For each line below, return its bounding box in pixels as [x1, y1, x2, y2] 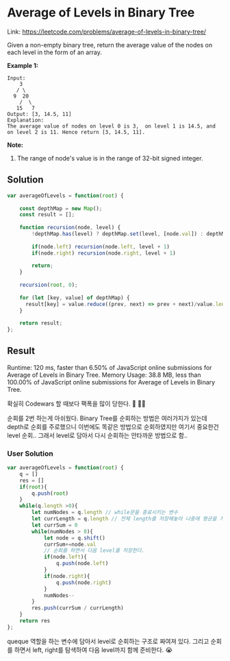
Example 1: [7, 61, 39, 69]
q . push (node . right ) [55, 579, 112, 586]
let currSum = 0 [31, 522, 78, 529]
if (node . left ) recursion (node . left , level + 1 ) [31, 243, 170, 250]
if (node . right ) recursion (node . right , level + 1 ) [31, 249, 176, 257]
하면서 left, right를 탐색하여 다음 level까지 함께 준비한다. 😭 [14, 645, 173, 653]
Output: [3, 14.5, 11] [7, 111, 72, 117]
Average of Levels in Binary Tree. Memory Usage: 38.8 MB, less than [7, 371, 201, 379]
